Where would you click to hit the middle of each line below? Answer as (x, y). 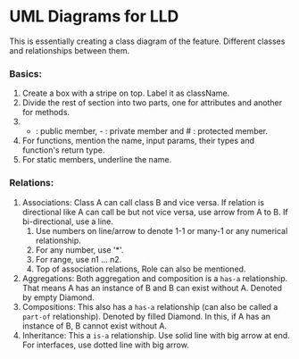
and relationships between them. (70, 50)
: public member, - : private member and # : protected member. (152, 131)
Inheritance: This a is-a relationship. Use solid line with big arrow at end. (156, 335)
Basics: (26, 73)
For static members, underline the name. (97, 160)
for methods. (46, 113)
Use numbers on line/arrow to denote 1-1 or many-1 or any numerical (162, 230)
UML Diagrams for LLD (94, 17)
